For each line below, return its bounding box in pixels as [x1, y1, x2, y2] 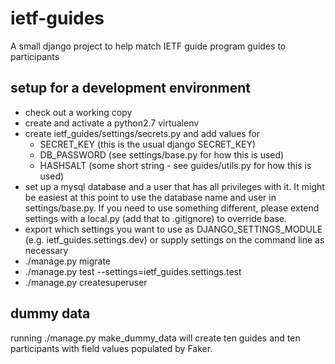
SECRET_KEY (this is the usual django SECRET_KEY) [39, 138, 257, 150]
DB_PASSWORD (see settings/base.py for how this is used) [39, 148, 285, 161]
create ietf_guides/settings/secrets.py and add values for [24, 127, 261, 139]
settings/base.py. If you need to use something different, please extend [24, 202, 320, 214]
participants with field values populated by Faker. [10, 342, 213, 354]
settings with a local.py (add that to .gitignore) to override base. [24, 212, 287, 224]
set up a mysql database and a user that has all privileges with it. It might [24, 180, 325, 192]
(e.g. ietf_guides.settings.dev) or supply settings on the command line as [24, 233, 325, 246]
